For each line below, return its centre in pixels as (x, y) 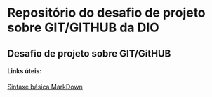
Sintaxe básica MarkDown (45, 87)
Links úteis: (25, 71)
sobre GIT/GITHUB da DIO (83, 28)
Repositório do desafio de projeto (106, 13)
